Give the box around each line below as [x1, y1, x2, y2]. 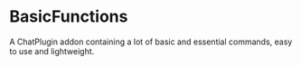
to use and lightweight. [9, 45, 95, 56]
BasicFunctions [9, 6, 128, 27]
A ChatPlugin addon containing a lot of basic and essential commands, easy [9, 36, 293, 47]
